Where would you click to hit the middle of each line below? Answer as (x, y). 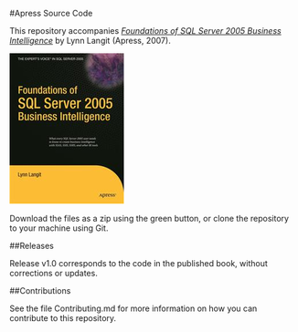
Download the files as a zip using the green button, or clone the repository (149, 218)
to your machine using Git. (59, 228)
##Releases (32, 246)
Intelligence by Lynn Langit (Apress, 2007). (90, 41)
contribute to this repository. (63, 318)
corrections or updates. (53, 273)
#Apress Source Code (51, 13)
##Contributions (40, 290)
